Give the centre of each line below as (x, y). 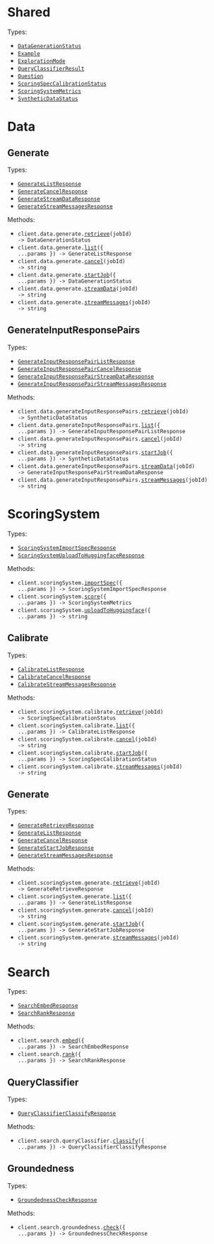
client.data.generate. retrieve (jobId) (75, 234)
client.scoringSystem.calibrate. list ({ (76, 725)
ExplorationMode (41, 61)
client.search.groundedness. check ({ (71, 1227)
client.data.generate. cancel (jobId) (71, 261)
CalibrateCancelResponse (54, 677)
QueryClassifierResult (51, 69)
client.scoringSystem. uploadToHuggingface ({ (84, 610)
